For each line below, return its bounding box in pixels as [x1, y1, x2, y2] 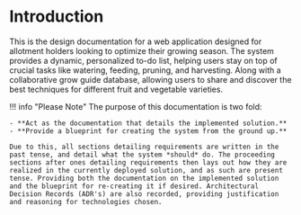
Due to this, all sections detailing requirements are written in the [9, 142, 279, 151]
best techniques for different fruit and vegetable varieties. [9, 84, 223, 94]
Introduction [9, 6, 104, 27]
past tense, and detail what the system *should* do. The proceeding [9, 150, 276, 159]
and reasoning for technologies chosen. [9, 197, 164, 206]
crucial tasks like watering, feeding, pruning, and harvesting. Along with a [9, 65, 281, 76]
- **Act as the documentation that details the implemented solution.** [9, 119, 288, 128]
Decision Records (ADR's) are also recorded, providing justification [9, 189, 279, 199]
